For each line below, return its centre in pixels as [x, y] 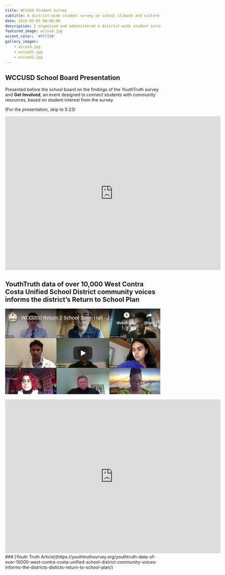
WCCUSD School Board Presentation [63, 78]
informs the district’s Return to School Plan [72, 300]
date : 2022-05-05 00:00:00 [33, 21]
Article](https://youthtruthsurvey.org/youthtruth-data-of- [98, 557]
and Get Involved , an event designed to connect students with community [80, 95]
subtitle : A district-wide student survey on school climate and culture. [83, 16]
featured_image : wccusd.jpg [34, 31]
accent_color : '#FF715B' [31, 36]
